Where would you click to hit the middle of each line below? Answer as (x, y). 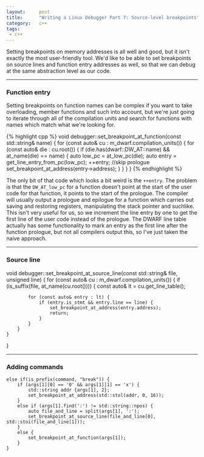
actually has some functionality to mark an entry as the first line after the (97, 225)
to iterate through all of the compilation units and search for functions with (99, 118)
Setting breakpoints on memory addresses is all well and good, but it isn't (98, 52)
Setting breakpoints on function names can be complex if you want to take (99, 105)
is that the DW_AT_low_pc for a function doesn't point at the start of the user (99, 187)
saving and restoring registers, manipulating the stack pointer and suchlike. (100, 206)
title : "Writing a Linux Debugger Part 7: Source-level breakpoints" (103, 18)
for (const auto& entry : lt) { (69, 297)
